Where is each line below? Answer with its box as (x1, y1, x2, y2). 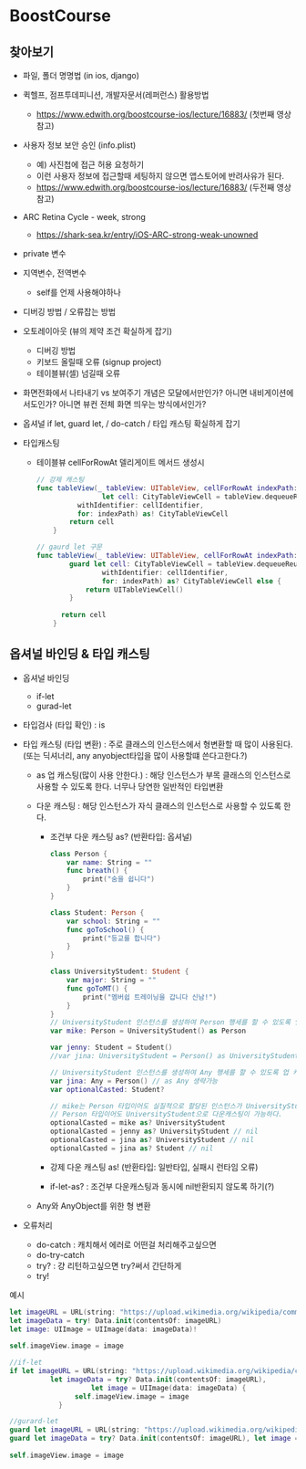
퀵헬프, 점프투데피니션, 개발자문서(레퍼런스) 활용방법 (22, 89, 209, 100)
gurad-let (36, 700, 72, 711)
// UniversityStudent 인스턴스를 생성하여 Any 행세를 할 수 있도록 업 (49, 1067, 290, 1077)
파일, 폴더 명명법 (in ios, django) (22, 70, 139, 80)
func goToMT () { (66, 983, 128, 993)
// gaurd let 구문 (36, 542, 103, 552)
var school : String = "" (66, 917, 161, 926)
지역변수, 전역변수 (22, 268, 87, 278)
